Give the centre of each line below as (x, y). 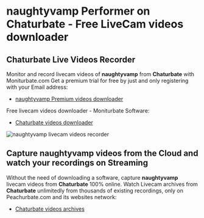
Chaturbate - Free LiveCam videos (95, 24)
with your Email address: (37, 87)
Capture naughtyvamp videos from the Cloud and (102, 153)
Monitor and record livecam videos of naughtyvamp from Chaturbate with (100, 74)
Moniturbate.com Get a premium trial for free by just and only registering (97, 81)
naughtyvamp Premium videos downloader (69, 99)
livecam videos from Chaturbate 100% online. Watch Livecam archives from (102, 184)
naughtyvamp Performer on (78, 11)
